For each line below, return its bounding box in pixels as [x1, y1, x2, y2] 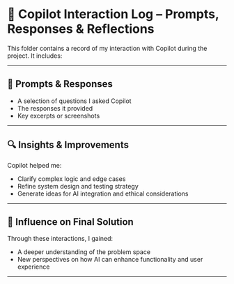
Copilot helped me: [7, 161, 62, 169]
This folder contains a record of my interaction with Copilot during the [7, 44, 208, 52]
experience [17, 262, 50, 271]
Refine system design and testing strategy [17, 182, 139, 190]
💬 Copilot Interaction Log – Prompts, [7, 6, 219, 22]
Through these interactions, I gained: [7, 235, 114, 243]
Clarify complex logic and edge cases [17, 174, 126, 183]
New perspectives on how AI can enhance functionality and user [17, 255, 203, 264]
